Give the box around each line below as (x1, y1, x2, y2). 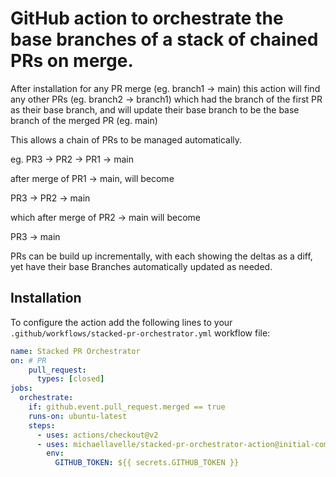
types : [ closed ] (36, 374, 105, 384)
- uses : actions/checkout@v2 (36, 430, 159, 440)
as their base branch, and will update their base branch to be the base (10, 103, 300, 116)
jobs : (10, 383, 33, 394)
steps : (28, 420, 56, 431)
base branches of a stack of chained (10, 28, 319, 51)
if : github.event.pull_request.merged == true (28, 402, 226, 412)
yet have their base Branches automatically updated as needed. (10, 260, 273, 272)
